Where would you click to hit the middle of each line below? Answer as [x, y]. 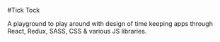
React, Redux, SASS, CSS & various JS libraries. [77, 31]
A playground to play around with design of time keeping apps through [110, 23]
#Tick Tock [24, 10]
